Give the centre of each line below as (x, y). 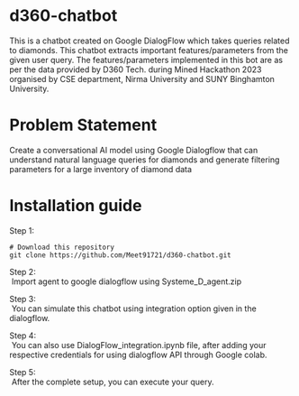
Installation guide (76, 206)
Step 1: (22, 230)
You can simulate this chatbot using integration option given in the (134, 309)
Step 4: (23, 336)
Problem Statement (83, 125)
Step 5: (23, 372)
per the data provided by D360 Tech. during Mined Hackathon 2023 (136, 69)
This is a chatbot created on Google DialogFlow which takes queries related (149, 41)
